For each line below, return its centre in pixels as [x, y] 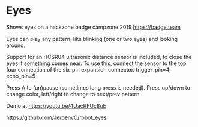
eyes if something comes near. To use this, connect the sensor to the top [96, 63]
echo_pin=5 [21, 76]
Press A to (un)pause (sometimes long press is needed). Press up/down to [98, 87]
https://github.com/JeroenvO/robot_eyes [56, 117]
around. [16, 45]
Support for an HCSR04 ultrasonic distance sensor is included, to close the [99, 57]
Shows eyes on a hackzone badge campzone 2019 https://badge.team [94, 27]
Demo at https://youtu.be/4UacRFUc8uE [56, 105]
